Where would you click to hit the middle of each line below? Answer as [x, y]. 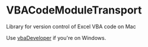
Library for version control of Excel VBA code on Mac [71, 26]
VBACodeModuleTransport [74, 10]
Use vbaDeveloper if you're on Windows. [56, 38]
